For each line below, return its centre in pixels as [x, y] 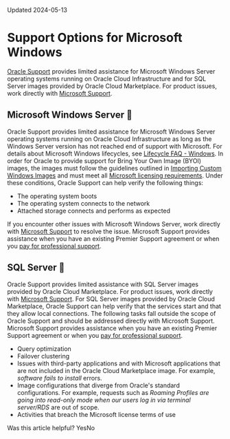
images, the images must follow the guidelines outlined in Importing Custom [114, 168]
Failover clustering [43, 356]
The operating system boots [57, 196]
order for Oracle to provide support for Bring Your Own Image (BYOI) [104, 160]
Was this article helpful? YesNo [51, 428]
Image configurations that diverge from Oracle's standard [98, 385]
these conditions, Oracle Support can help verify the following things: [105, 182]
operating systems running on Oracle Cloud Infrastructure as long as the [110, 139]
